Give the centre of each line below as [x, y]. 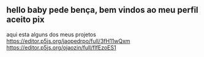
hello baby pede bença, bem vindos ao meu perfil [102, 10]
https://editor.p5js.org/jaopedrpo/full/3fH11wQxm [68, 41]
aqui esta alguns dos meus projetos [51, 34]
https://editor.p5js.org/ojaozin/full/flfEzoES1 [61, 47]
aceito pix [25, 20]
